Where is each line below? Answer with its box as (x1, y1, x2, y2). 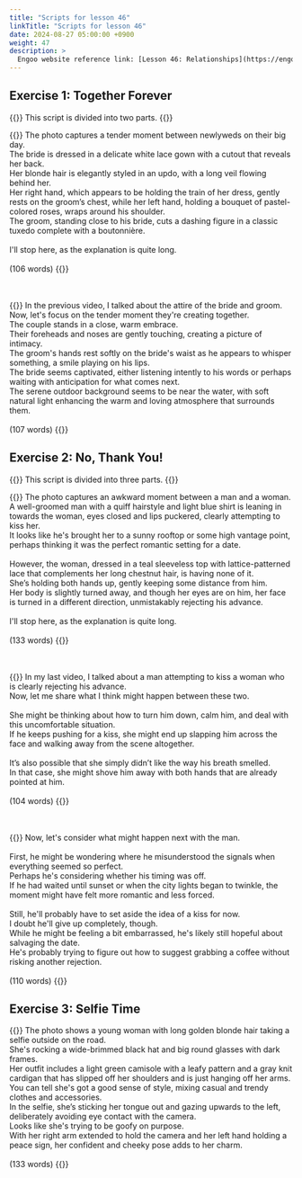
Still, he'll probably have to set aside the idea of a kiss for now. (9, 908, 241, 919)
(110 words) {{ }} (9, 975, 67, 986)
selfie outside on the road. (9, 1035, 106, 1046)
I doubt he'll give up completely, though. (9, 918, 159, 929)
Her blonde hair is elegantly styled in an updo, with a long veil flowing (9, 167, 267, 178)
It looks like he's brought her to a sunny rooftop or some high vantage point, (9, 530, 290, 540)
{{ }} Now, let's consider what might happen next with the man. (9, 832, 241, 843)
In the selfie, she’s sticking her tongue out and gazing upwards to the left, (9, 1102, 281, 1112)
